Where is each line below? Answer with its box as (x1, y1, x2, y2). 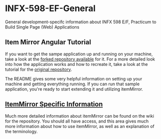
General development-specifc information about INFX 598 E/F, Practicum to (5, 19, 157, 25)
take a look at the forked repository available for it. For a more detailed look (5, 56, 155, 62)
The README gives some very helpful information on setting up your (5, 76, 142, 81)
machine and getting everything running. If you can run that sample (5, 81, 140, 87)
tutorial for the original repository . (5, 66, 72, 72)
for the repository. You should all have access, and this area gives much (5, 118, 149, 124)
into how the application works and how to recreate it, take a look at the (5, 61, 148, 67)
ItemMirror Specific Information (5, 100, 103, 108)
